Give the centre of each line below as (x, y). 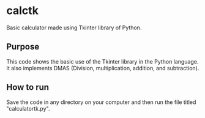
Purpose (23, 47)
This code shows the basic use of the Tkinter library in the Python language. (102, 61)
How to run (28, 87)
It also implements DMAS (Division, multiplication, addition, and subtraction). (103, 68)
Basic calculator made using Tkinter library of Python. (74, 28)
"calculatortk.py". (28, 108)
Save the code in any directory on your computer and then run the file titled (101, 102)
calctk (22, 11)
